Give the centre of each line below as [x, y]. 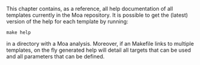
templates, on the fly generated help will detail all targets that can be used [99, 50]
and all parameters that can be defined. [55, 56]
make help [19, 32]
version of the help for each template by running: [67, 21]
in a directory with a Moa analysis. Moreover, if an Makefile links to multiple [100, 44]
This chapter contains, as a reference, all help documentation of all [90, 9]
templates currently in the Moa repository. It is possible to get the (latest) [97, 15]
